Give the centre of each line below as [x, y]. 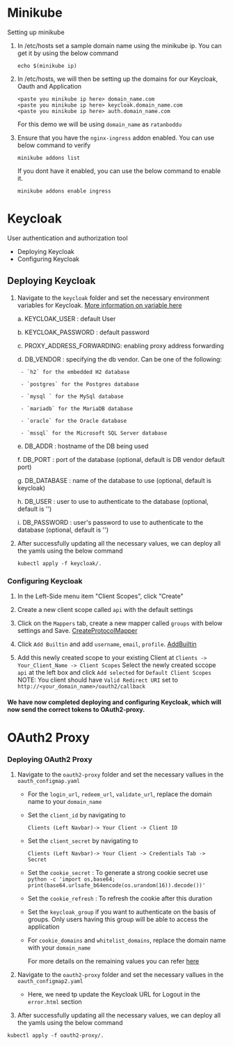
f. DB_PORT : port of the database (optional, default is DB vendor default [121, 459]
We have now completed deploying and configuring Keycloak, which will [114, 702]
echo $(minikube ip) [47, 66]
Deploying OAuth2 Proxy [50, 759]
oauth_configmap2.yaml [50, 982]
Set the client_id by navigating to [77, 815]
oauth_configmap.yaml [48, 782]
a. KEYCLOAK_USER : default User [66, 318]
